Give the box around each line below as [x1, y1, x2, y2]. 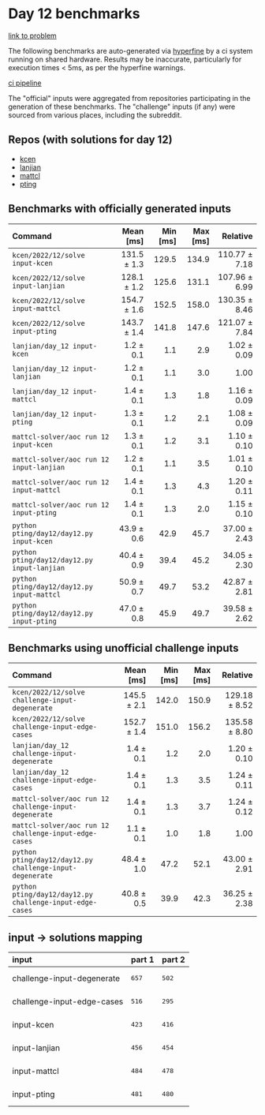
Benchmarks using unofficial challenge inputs [8, 641, 239, 655]
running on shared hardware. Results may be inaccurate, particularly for [8, 54, 242, 64]
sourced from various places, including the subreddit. [8, 110, 183, 119]
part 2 [161, 954, 185, 965]
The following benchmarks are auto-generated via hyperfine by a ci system [8, 46, 253, 55]
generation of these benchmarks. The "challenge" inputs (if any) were [8, 102, 236, 111]
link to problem [8, 31, 57, 40]
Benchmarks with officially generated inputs [8, 202, 231, 215]
